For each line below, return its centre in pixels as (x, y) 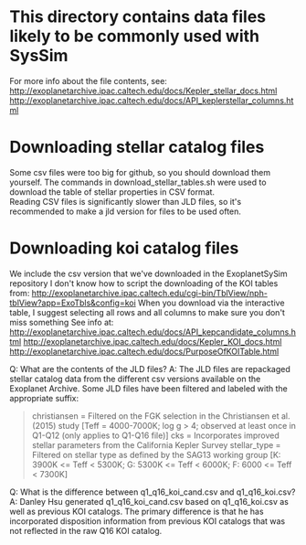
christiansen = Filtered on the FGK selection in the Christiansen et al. (161, 416)
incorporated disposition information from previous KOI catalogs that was (148, 521)
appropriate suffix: (44, 398)
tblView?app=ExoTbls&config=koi (73, 303)
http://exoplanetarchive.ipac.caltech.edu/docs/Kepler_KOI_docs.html (153, 341)
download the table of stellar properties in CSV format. (112, 192)
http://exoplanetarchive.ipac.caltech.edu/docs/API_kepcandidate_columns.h (153, 332)
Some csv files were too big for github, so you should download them (140, 172)
